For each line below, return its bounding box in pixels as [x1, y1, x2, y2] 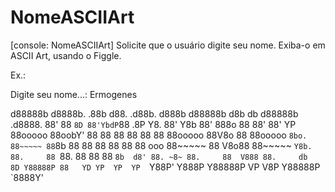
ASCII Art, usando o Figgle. [10, 49, 122, 61]
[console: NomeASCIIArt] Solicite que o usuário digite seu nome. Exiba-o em [10, 39, 326, 51]
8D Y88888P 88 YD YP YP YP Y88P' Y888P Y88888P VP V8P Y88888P [10, 161, 321, 173]
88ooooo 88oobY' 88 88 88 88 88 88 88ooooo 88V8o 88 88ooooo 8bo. [10, 129, 308, 141]
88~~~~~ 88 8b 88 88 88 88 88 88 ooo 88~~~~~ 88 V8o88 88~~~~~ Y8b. [10, 139, 313, 151]
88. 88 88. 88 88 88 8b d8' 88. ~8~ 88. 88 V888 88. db [10, 150, 308, 162]
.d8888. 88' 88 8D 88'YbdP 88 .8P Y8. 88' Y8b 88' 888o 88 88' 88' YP [10, 118, 297, 130]
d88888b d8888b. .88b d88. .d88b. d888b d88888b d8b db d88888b [10, 107, 299, 120]
